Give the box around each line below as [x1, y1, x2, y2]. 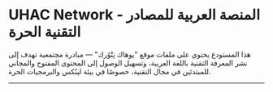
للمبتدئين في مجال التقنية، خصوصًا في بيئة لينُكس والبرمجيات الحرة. [8, 66, 211, 76]
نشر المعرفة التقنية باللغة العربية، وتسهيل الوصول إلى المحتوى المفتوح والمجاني [8, 58, 248, 68]
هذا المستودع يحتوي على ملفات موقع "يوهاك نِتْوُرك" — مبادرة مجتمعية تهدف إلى [8, 49, 251, 59]
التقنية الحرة [8, 23, 81, 41]
